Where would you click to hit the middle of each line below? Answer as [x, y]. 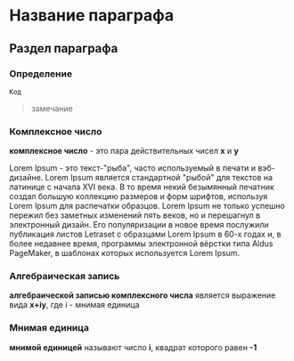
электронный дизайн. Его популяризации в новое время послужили [139, 225]
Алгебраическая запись [65, 277]
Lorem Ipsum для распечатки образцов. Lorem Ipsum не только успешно [147, 206]
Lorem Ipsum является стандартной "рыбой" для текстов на [159, 178]
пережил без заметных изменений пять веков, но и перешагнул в [135, 215]
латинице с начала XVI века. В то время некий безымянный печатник [142, 187]
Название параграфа [92, 16]
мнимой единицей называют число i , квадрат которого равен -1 [133, 347]
